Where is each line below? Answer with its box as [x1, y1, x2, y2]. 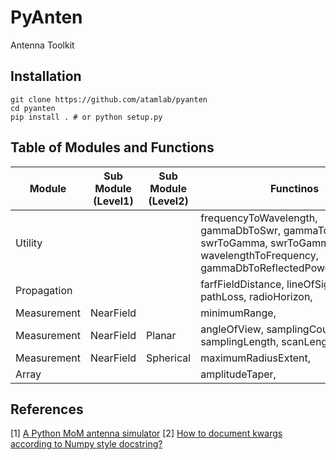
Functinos [270, 181, 320, 195]
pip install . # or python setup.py [10, 112, 163, 122]
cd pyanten [10, 103, 56, 113]
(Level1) [93, 194, 134, 208]
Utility [15, 236, 43, 250]
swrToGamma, [200, 236, 268, 250]
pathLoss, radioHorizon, [200, 289, 313, 303]
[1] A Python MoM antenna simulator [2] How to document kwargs [10, 427, 283, 440]
